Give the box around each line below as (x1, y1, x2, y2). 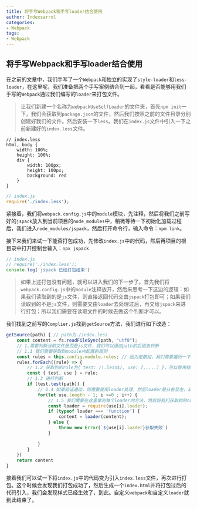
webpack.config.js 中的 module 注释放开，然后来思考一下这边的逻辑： (20, 286, 184, 293)
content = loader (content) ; (58, 414, 127, 420)
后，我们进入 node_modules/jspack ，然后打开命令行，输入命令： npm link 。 (6, 224, 185, 232)
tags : (6, 31, 19, 36)
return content (16, 457, 54, 464)
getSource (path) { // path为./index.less (6, 332, 108, 338)
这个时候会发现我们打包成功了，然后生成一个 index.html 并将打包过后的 (16, 482, 186, 489)
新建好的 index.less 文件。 (25, 124, 89, 132)
